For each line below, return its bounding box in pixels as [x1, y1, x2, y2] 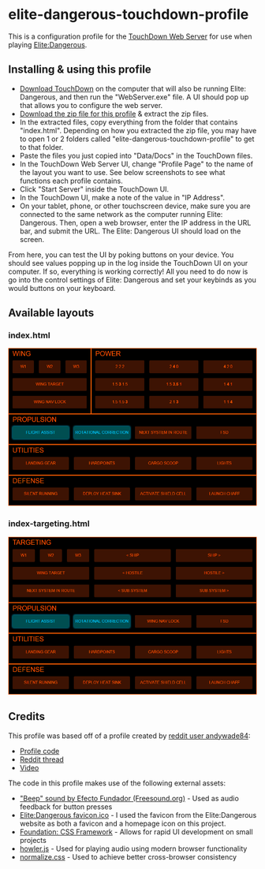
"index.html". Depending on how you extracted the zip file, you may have [19, 125, 257, 135]
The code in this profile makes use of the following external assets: [8, 778, 226, 788]
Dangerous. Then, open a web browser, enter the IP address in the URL [19, 218, 252, 227]
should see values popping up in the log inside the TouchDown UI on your [8, 258, 248, 267]
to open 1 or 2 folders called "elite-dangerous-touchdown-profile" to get [19, 134, 255, 144]
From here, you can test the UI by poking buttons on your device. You [8, 250, 234, 259]
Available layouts [8, 306, 95, 320]
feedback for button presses [19, 802, 113, 811]
